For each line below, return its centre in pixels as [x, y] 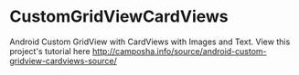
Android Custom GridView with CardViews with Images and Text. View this [150, 42]
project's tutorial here [50, 51]
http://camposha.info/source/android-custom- [179, 51]
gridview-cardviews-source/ [63, 61]
